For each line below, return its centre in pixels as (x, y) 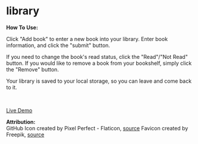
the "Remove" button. (33, 69)
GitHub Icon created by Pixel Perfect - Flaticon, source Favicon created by (97, 128)
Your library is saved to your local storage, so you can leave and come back (99, 81)
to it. (12, 87)
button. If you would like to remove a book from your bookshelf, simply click (99, 63)
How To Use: (22, 27)
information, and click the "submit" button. (58, 45)
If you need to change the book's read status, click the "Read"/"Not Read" (97, 57)
